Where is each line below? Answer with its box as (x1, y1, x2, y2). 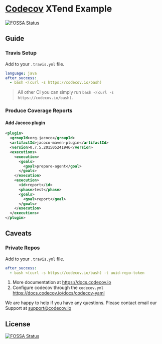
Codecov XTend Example (5, 3, 112, 15)
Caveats (5, 229, 32, 238)
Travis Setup (5, 49, 37, 56)
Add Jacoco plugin (5, 120, 46, 126)
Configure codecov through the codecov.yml (12, 284, 104, 291)
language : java (5, 71, 37, 76)
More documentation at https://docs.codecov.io (12, 279, 111, 285)
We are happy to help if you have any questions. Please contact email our (5, 300, 157, 306)
